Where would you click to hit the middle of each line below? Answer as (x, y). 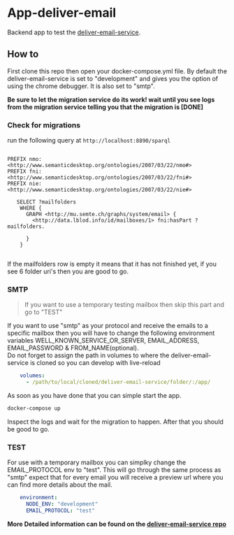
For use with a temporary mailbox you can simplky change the (97, 462)
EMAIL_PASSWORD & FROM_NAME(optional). (73, 348)
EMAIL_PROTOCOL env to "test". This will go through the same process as (114, 470)
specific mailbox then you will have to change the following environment (111, 333)
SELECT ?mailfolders (46, 202)
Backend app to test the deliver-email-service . (74, 32)
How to (23, 54)
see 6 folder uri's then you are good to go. (68, 271)
